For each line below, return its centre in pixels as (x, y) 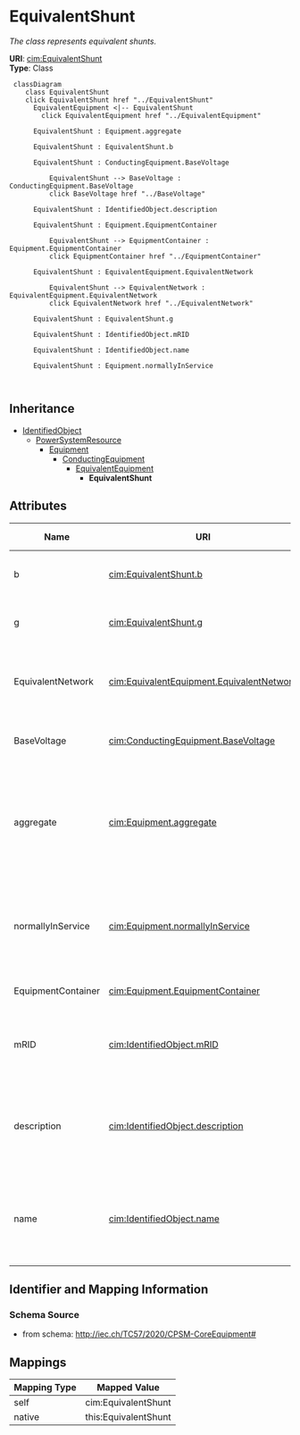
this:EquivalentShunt (128, 1417)
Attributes (38, 506)
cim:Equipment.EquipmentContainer (184, 991)
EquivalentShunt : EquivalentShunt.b (103, 147)
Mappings (38, 1362)
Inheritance (42, 409)
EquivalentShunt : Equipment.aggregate (107, 131)
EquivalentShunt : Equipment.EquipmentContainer (125, 225)
